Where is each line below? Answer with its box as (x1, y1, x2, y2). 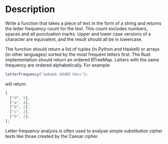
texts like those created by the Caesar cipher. (5, 133, 99, 139)
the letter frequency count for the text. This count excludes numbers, (5, 25, 148, 31)
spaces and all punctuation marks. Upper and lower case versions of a (5, 31, 151, 37)
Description (5, 4, 55, 15)
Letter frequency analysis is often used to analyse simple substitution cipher (5, 127, 163, 134)
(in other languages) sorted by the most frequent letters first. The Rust (5, 51, 150, 57)
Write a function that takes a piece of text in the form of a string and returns (5, 20, 161, 26)
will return (5, 81, 26, 87)
